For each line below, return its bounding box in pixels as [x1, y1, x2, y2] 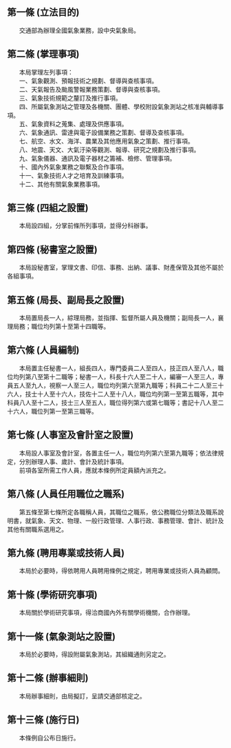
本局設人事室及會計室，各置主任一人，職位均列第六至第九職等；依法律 [19, 449, 218, 457]
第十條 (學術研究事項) [7, 589, 98, 600]
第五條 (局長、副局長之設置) [7, 294, 125, 305]
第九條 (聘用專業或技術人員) [7, 547, 125, 558]
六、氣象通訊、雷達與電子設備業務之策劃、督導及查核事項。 [19, 128, 188, 137]
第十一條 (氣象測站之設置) [7, 630, 115, 643]
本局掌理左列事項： [19, 68, 74, 76]
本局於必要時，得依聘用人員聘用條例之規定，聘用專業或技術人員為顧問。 [19, 567, 224, 575]
